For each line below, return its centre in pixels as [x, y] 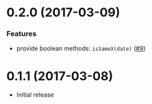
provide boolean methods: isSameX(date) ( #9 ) [81, 48]
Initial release [35, 95]
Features [22, 34]
